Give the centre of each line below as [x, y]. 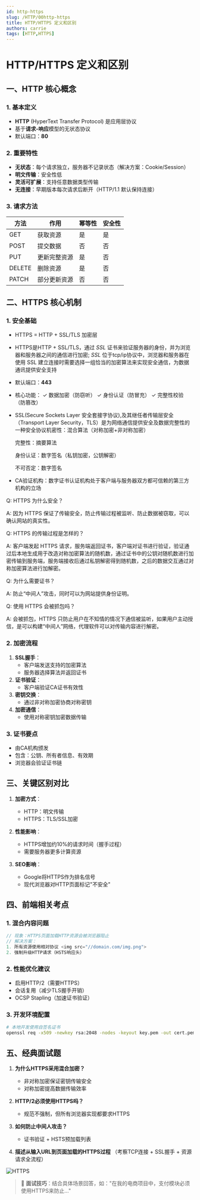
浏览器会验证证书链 [38, 763]
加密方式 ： [28, 798]
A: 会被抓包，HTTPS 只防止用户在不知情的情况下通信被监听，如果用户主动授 [100, 619]
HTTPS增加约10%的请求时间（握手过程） [74, 844]
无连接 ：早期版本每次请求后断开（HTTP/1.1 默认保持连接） [86, 189]
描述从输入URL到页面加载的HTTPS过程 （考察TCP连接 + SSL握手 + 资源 [103, 1152]
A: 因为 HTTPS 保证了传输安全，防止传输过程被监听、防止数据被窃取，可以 [98, 513]
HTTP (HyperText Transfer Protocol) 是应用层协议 [76, 121]
